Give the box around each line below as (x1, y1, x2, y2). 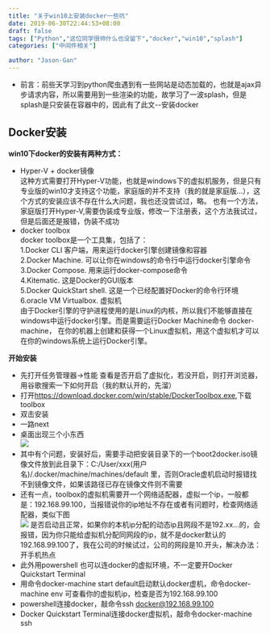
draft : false (8, 27, 52, 35)
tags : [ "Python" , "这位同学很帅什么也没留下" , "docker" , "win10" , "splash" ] (8, 34, 243, 43)
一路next (19, 419, 50, 429)
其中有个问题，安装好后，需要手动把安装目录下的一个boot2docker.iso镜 (19, 449, 258, 459)
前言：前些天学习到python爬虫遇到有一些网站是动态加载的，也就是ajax (19, 80, 255, 89)
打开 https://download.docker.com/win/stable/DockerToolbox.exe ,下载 (19, 390, 252, 400)
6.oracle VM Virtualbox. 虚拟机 (19, 296, 123, 305)
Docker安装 (8, 126, 67, 140)
